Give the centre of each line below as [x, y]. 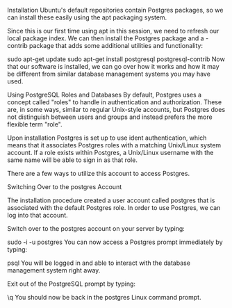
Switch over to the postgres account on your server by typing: [96, 228]
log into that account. [38, 215]
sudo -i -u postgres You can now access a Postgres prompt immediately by [115, 242]
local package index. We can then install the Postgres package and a [106, 38]
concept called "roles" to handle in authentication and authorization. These [115, 102]
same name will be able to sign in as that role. [72, 160]
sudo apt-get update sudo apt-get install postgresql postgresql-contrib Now [116, 59]
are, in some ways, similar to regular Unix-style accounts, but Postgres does [116, 110]
